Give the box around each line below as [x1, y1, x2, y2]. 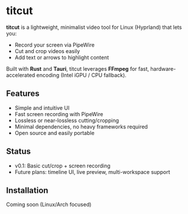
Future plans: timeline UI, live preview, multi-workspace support [14, 168, 170, 175]
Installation [6, 185, 48, 195]
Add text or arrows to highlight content [14, 54, 109, 61]
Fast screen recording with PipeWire [14, 110, 103, 117]
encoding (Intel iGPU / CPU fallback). [36, 71, 127, 78]
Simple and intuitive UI [14, 104, 70, 111]
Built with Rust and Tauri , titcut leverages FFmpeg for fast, [6, 65, 150, 72]
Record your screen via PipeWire [14, 41, 95, 48]
